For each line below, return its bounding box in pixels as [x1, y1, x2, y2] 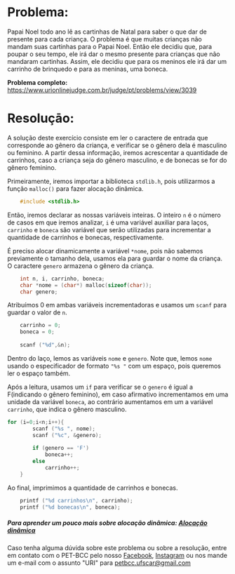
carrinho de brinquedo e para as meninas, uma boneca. [7, 65, 168, 73]
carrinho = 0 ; [20, 322, 61, 329]
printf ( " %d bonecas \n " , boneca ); [20, 503, 121, 511]
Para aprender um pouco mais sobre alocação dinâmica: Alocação [7, 519, 208, 527]
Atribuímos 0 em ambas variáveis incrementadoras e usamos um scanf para [7, 301, 227, 309]
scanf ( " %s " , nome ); [32, 425, 96, 432]
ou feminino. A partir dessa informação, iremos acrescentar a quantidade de [7, 148, 228, 156]
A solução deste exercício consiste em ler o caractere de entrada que [7, 133, 208, 142]
